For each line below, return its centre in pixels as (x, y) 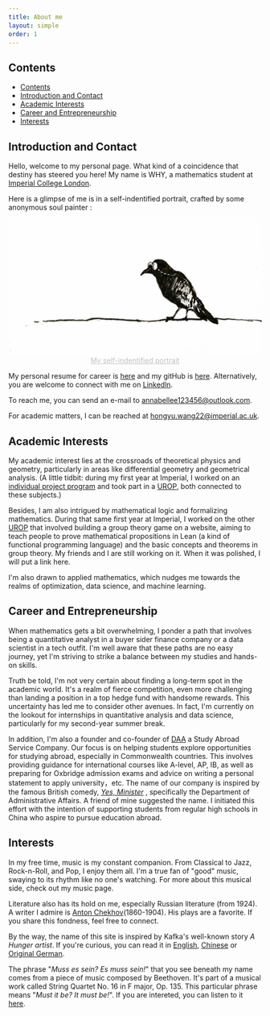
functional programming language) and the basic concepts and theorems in (133, 545)
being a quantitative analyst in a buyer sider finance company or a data (126, 639)
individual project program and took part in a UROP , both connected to (125, 487)
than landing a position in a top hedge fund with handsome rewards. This (129, 698)
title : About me (35, 17)
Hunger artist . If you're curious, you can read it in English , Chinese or (123, 945)
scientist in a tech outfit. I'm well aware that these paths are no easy (121, 648)
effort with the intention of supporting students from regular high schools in (133, 809)
